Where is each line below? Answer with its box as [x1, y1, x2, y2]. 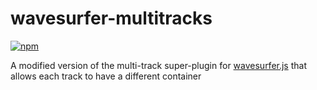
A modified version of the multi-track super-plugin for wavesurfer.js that [10, 59, 308, 71]
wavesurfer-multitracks [10, 7, 213, 30]
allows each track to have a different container [10, 70, 202, 82]
